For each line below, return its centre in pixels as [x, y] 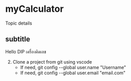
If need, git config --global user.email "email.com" [73, 73]
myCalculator [34, 9]
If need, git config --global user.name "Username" [73, 67]
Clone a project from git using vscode [52, 62]
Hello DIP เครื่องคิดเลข [26, 51]
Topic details [19, 23]
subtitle [18, 39]
